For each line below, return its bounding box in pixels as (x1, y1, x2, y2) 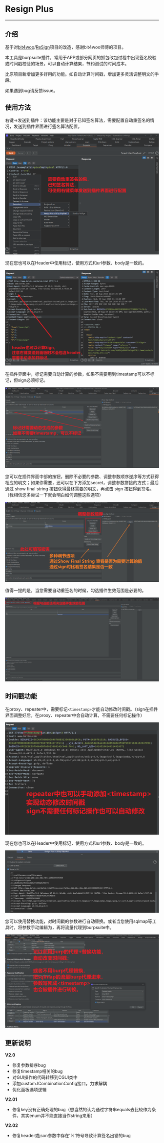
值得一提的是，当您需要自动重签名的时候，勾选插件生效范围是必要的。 (5, 588, 146, 594)
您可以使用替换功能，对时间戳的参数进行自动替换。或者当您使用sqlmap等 (5, 918, 153, 924)
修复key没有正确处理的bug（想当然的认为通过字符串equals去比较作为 (12, 1107, 152, 1113)
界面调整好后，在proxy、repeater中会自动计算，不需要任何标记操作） (5, 712, 145, 718)
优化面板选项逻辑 (12, 1087, 47, 1093)
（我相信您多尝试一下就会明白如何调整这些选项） (5, 492, 103, 498)
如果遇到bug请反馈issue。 (5, 87, 58, 94)
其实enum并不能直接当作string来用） (20, 1113, 95, 1119)
